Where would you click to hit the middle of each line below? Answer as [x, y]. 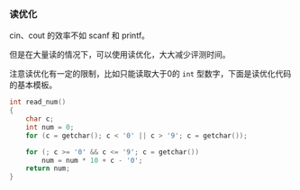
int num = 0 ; [50, 127]
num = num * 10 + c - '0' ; [92, 160]
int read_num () [38, 102]
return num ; [48, 168]
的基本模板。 [33, 85]
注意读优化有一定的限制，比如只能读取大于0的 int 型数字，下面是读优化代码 [150, 74]
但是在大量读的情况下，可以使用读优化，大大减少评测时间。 [120, 55]
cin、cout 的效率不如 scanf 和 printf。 [80, 36]
